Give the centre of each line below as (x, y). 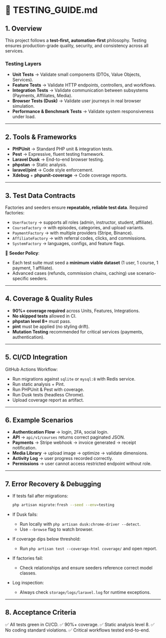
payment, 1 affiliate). (33, 268)
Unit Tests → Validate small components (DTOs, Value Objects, (77, 74)
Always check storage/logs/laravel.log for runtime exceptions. (85, 592)
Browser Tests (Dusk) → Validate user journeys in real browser (77, 101)
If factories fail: (28, 558)
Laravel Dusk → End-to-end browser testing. (58, 159)
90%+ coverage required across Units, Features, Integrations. (76, 311)
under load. (24, 117)
